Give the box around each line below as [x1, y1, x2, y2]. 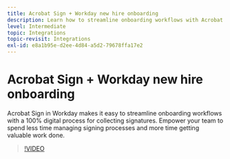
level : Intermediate [7, 23, 67, 30]
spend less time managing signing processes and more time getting [7, 123, 200, 131]
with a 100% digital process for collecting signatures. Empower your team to [7, 116, 224, 125]
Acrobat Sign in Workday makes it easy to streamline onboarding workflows [7, 109, 222, 117]
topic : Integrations [7, 29, 67, 36]
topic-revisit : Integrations [7, 36, 91, 43]
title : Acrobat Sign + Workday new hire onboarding [7, 10, 158, 17]
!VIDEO [23, 144, 45, 152]
